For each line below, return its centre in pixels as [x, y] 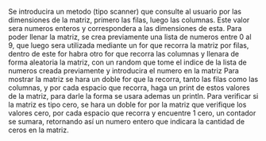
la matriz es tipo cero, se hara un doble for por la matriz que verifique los [127, 104]
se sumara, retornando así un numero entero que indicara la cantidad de [126, 121]
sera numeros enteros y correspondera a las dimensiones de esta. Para [125, 28]
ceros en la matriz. [39, 130]
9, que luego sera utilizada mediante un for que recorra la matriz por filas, [129, 45]
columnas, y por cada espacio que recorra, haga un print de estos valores [129, 88]
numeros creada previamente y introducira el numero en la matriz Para [124, 70]
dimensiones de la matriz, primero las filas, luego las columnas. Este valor [129, 20]
